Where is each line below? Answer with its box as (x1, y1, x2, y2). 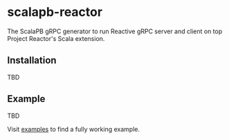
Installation (7, 55, 57, 67)
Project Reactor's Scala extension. (7, 34, 105, 42)
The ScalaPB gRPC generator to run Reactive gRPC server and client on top (7, 27, 223, 35)
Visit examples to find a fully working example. (7, 125, 140, 133)
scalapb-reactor (7, 4, 102, 20)
